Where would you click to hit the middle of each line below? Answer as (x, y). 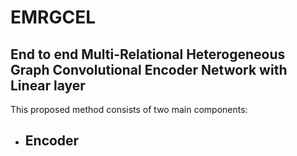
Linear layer (48, 85)
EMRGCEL (53, 17)
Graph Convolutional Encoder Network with (149, 69)
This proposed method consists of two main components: (129, 109)
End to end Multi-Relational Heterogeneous (148, 54)
